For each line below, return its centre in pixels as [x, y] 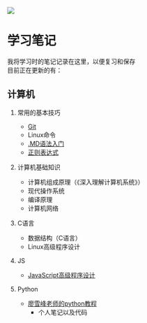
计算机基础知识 [39, 167]
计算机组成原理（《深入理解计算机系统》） [86, 182]
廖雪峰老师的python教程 [62, 303]
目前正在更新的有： [35, 70]
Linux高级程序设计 [54, 246]
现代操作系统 [46, 191]
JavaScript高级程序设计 [61, 275]
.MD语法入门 [46, 143]
